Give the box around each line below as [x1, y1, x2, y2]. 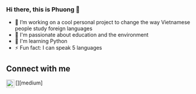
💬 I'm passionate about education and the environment [14, 31, 149, 38]
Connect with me [6, 63, 71, 73]
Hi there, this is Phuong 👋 [6, 5, 80, 14]
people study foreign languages [14, 25, 93, 32]
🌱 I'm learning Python [14, 38, 68, 45]
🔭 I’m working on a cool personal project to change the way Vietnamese [14, 19, 191, 26]
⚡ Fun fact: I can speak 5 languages [14, 44, 102, 51]
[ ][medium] [15, 79, 43, 86]
